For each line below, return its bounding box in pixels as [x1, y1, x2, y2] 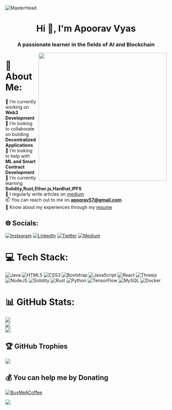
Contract [5, 164, 25, 170]
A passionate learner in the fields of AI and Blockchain [17, 41, 155, 48]
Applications [5, 142, 33, 148]
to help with [5, 153, 30, 159]
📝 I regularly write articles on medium [5, 191, 84, 197]
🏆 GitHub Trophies [5, 342, 68, 351]
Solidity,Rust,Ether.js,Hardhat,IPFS [5, 186, 82, 192]
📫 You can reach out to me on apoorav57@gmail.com [5, 197, 122, 203]
